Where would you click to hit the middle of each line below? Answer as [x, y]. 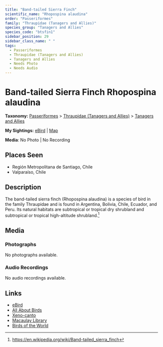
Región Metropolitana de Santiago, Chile [52, 167]
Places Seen [24, 155]
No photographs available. [31, 255]
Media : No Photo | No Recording [38, 140]
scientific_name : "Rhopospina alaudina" [47, 14]
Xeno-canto [24, 315]
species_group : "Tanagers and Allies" [44, 28]
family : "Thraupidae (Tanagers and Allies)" [51, 23]
